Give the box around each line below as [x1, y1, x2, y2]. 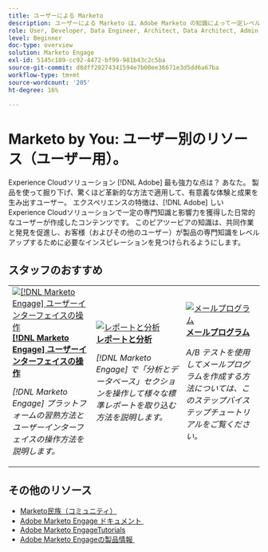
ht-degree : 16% [8, 85, 59, 94]
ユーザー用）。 [36, 149, 128, 168]
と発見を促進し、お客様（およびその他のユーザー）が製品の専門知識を [8, 228, 239, 237]
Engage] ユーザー [12, 344, 79, 355]
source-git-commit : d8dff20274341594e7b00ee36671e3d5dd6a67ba [8, 64, 219, 72]
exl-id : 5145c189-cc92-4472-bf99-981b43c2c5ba [8, 57, 166, 65]
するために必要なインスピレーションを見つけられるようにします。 [29, 237, 246, 248]
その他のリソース [8, 483, 92, 497]
